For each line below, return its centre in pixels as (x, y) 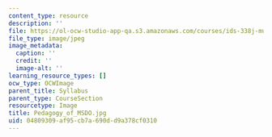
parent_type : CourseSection (56, 98)
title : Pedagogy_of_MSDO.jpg (57, 114)
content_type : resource (49, 16)
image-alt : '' (39, 68)
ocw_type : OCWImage (41, 83)
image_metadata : (36, 46)
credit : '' (34, 61)
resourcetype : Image (43, 106)
